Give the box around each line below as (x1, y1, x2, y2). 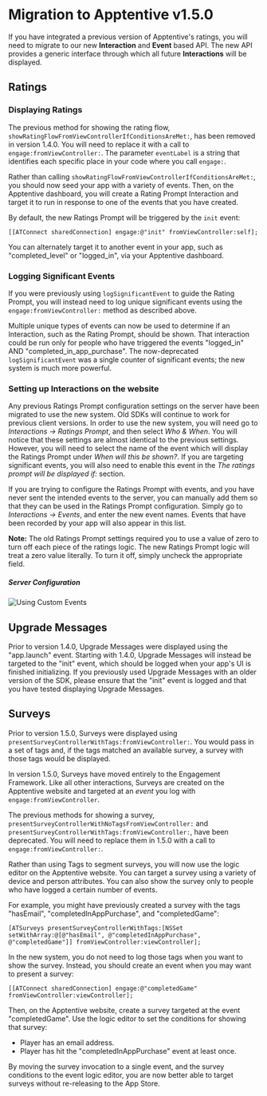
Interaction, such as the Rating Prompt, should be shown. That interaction (8, 329, 249, 339)
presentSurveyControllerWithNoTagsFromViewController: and (8, 819, 209, 828)
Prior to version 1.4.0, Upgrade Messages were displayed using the (8, 642, 229, 651)
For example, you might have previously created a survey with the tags (8, 900, 241, 909)
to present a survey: (8, 968, 74, 978)
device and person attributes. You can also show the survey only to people (8, 876, 253, 886)
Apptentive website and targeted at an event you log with (8, 786, 196, 795)
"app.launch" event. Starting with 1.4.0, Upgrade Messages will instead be (8, 650, 252, 659)
